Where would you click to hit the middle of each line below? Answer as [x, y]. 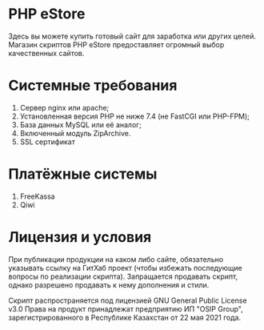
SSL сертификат [48, 142]
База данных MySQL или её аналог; [80, 124]
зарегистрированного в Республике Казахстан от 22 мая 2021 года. [125, 317]
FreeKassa [37, 196]
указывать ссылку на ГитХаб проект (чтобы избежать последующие [125, 268]
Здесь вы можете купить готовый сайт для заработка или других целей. [132, 36]
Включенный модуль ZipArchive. [75, 133]
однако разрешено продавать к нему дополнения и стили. [109, 284]
